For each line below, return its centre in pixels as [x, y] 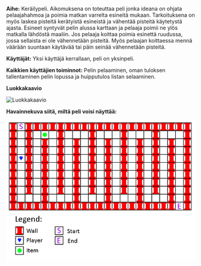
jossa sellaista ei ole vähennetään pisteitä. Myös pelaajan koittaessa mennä [99, 41]
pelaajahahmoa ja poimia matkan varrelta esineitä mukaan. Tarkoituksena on [100, 15]
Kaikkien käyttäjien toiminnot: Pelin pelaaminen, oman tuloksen [86, 70]
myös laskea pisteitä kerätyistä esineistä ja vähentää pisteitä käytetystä [94, 21]
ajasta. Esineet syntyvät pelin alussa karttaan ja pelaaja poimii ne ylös [92, 28]
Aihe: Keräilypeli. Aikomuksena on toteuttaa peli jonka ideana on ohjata [94, 9]
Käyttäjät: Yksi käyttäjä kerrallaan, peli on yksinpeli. [70, 59]
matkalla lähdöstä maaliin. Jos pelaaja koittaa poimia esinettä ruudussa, [94, 34]
